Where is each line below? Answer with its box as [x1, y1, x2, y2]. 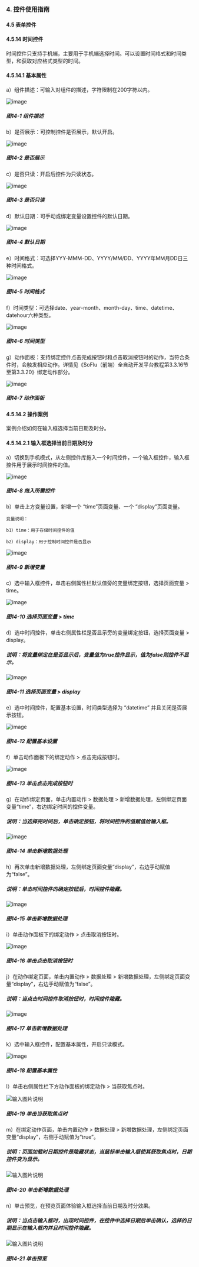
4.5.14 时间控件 [6, 35, 44, 43]
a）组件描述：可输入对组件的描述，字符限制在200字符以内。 [6, 86, 153, 93]
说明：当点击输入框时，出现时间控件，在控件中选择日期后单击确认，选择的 [6, 1217, 187, 1224]
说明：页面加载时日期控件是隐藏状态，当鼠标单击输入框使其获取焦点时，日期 [6, 1148, 192, 1155]
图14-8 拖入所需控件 [6, 487, 55, 494]
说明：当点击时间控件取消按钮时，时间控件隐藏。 [6, 995, 125, 1002]
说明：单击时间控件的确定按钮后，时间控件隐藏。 [6, 885, 125, 892]
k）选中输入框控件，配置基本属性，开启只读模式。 [6, 1041, 128, 1048]
